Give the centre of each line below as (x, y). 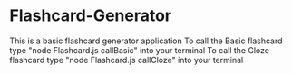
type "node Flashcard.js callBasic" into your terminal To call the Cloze (140, 50)
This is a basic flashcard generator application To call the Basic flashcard (146, 41)
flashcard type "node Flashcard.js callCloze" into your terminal (127, 60)
